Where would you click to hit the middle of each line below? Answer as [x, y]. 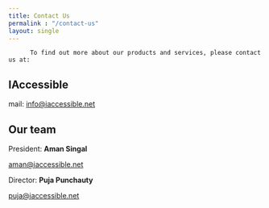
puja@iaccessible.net [44, 196]
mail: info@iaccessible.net [52, 104]
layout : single [34, 31]
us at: [19, 60]
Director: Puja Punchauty [51, 180]
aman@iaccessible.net [46, 164]
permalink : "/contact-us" [54, 23]
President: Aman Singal [48, 149]
